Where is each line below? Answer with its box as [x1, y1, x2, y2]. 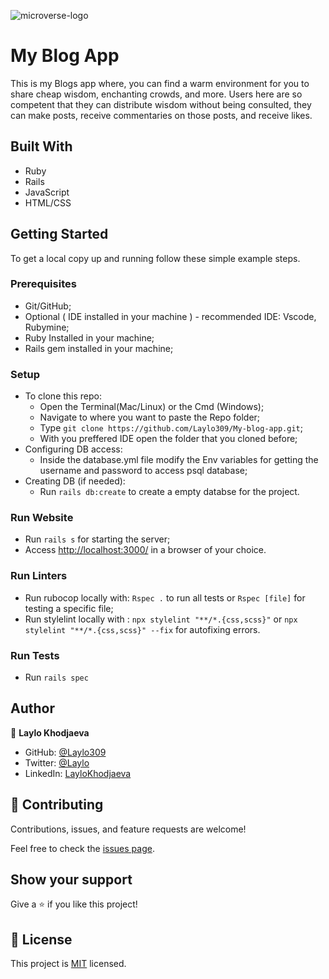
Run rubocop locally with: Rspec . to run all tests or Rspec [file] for [24, 591, 306, 604]
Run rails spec [24, 671, 89, 684]
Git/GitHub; [24, 300, 72, 312]
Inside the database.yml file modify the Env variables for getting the [39, 454, 319, 466]
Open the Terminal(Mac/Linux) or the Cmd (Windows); [39, 401, 265, 413]
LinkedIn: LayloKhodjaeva [24, 767, 132, 779]
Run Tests [10, 648, 60, 662]
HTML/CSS [24, 196, 72, 209]
